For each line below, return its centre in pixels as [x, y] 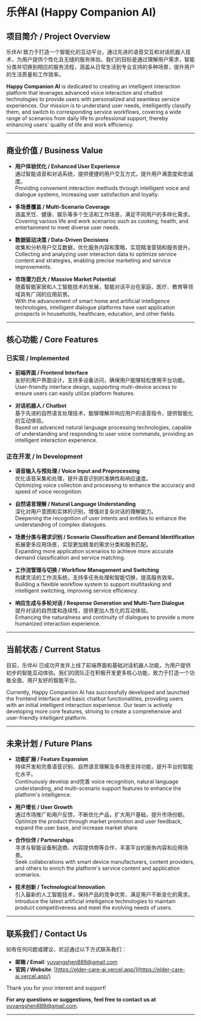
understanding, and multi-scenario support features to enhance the [98, 788]
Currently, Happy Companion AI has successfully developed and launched [98, 692]
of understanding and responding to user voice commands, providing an [104, 433]
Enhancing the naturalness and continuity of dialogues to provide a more [104, 617]
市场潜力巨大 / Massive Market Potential [65, 279]
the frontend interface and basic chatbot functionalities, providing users [95, 698]
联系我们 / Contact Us [47, 934]
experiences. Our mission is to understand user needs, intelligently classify [99, 105]
